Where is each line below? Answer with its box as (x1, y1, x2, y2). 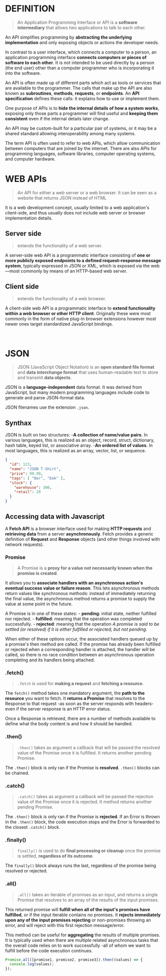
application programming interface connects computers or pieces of (5, 54, 147, 60)
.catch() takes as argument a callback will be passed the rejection (17, 794, 154, 799)
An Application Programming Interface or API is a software (17, 19, 138, 25)
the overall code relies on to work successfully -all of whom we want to (5, 942, 151, 948)
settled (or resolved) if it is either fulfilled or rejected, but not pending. (5, 626, 148, 632)
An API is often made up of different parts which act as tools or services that (5, 80, 161, 86)
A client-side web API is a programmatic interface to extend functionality (5, 305, 156, 311)
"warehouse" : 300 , (14, 485, 52, 490)
